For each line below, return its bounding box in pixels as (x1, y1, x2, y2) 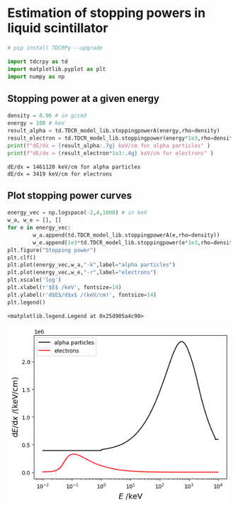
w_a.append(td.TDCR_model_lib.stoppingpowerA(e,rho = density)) (33, 232, 220, 239)
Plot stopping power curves (7, 189, 132, 201)
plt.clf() (7, 254, 37, 261)
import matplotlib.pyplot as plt (7, 65, 106, 72)
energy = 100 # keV (7, 120, 65, 127)
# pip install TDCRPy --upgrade (7, 44, 103, 51)
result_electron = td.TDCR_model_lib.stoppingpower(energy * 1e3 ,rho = (7, 135, 214, 142)
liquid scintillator (7, 20, 108, 36)
